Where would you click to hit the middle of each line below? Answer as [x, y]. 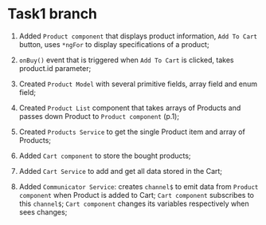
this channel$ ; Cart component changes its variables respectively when [134, 203]
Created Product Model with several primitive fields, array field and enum [138, 84]
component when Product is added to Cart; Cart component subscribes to [137, 195]
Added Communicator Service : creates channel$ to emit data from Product [139, 186]
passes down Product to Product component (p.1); [99, 116]
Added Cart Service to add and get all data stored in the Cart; [121, 171]
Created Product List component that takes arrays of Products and [130, 108]
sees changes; [43, 211]
